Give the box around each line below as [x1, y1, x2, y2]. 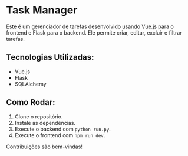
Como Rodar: [6, 97, 55, 107]
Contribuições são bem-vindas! [6, 143, 83, 150]
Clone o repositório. [14, 113, 63, 120]
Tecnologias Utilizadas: [6, 52, 94, 62]
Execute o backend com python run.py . [14, 126, 111, 133]
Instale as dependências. [14, 119, 75, 126]
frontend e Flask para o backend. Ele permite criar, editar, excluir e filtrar [6, 29, 182, 36]
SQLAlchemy [14, 80, 47, 87]
